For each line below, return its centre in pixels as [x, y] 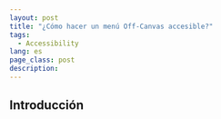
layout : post [34, 18]
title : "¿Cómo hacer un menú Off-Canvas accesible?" [111, 26]
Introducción [47, 105]
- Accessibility [48, 43]
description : [34, 69]
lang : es [26, 52]
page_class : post [42, 60]
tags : [20, 35]
